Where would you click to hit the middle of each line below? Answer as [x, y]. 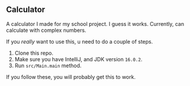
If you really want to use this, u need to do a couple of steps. [79, 41]
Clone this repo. [34, 53]
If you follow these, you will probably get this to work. [71, 77]
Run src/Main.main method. [48, 65]
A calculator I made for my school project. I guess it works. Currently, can [95, 24]
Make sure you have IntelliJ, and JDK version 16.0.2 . [79, 59]
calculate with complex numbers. [46, 30]
